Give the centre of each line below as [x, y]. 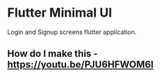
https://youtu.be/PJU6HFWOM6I [80, 65]
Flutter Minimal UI [60, 13]
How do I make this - [52, 54]
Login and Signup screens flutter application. [72, 32]
